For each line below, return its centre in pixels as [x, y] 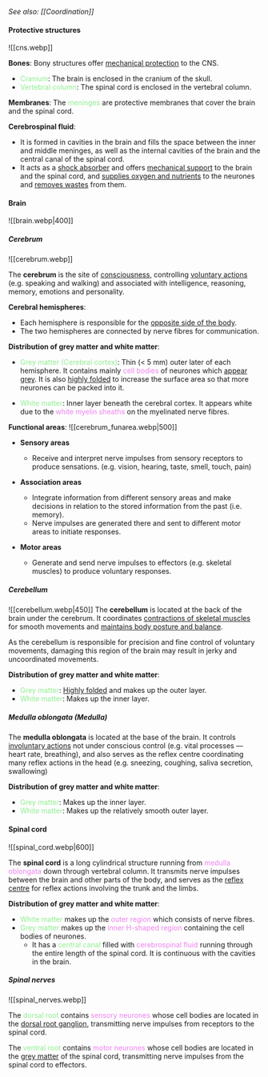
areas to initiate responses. [76, 532]
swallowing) [28, 771]
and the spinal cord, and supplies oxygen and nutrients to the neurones [137, 176]
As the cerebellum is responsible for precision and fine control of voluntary [132, 643]
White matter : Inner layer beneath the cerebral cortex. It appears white [136, 403]
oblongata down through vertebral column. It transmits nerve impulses [124, 871]
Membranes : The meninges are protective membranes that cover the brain [132, 102]
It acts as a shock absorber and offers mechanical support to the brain [136, 168]
